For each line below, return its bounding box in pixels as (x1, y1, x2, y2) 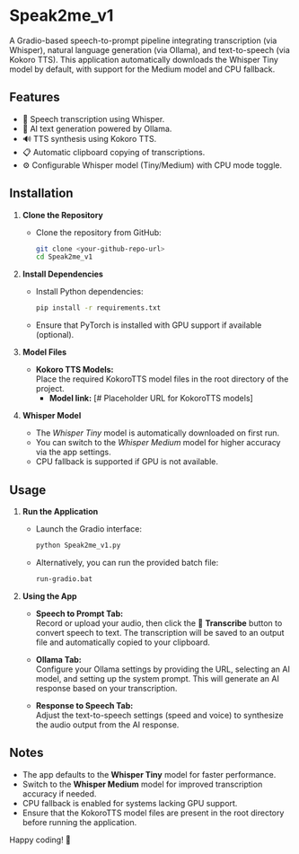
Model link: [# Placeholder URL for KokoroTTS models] (48, 392, 253, 404)
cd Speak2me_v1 (35, 252, 92, 261)
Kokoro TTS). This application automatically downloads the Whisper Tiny (9, 54, 278, 65)
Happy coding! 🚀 (9, 834, 72, 845)
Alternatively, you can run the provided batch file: (35, 557, 219, 568)
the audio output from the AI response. (35, 719, 180, 730)
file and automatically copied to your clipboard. (35, 637, 211, 647)
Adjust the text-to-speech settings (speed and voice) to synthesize (35, 709, 285, 720)
